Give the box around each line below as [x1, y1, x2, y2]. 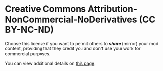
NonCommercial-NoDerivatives [5, 14, 137, 25]
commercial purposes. [5, 50, 51, 57]
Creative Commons [5, 3, 86, 15]
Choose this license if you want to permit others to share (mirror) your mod [5, 40, 159, 46]
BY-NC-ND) [5, 24, 54, 35]
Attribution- [87, 3, 138, 15]
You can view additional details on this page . [5, 60, 96, 66]
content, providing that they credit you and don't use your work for [5, 46, 141, 51]
